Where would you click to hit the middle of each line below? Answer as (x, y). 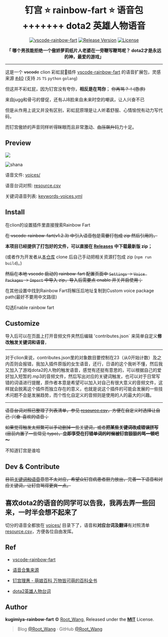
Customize (22, 323)
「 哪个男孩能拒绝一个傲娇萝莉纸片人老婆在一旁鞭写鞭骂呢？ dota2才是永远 (84, 50)
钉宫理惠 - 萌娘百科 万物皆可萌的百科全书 (55, 580)
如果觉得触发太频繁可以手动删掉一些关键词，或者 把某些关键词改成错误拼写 (82, 427)
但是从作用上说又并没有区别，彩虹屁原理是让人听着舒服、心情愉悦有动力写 (82, 110)
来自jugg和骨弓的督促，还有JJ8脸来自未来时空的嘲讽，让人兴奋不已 (75, 99)
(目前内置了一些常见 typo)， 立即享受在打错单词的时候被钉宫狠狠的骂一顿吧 (82, 434)
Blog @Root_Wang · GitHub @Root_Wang (60, 629)
